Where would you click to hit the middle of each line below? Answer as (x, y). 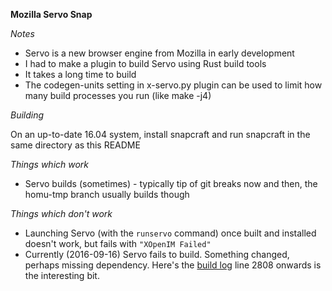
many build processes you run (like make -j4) (118, 95)
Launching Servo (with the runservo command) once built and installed (170, 233)
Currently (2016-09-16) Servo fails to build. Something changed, (157, 254)
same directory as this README (75, 145)
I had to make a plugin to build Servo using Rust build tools (145, 63)
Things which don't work (61, 213)
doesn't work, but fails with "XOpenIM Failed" (118, 243)
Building (27, 115)
